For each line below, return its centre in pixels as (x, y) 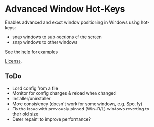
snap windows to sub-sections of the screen (57, 37)
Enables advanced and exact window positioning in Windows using (72, 22)
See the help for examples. (32, 52)
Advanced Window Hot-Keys (65, 9)
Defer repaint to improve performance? (51, 119)
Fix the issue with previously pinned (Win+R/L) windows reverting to (81, 109)
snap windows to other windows (45, 42)
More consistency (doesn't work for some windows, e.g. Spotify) (77, 104)
